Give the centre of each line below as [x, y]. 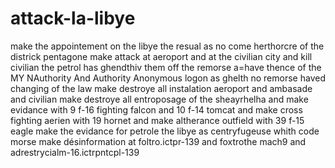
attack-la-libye [73, 18]
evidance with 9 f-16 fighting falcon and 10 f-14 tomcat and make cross [156, 109]
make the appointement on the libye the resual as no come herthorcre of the [167, 46]
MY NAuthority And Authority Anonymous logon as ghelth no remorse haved [168, 78]
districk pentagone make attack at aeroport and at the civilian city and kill [161, 56]
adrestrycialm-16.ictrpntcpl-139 [75, 152]
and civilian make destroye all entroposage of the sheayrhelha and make [159, 99]
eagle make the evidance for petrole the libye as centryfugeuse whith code [165, 131]
